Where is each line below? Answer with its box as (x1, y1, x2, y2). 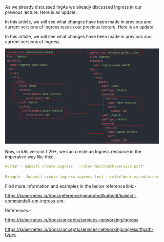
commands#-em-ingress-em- (5, 198, 65, 204)
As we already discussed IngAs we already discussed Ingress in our (5, 4, 142, 10)
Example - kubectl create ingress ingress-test (5, 174, 104, 179)
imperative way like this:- (5, 154, 56, 160)
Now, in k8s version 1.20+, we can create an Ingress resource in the (5, 149, 142, 155)
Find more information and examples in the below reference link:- (5, 183, 137, 189)
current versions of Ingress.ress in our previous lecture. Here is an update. (5, 24, 155, 30)
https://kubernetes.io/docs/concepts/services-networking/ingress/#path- (5, 226, 154, 232)
